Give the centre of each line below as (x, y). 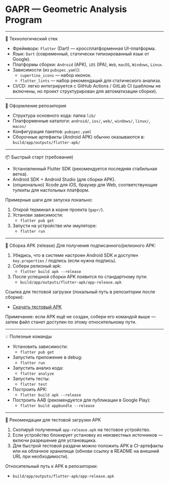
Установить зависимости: (40, 347)
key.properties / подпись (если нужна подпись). (64, 260)
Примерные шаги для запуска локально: (49, 199)
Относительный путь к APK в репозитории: (52, 466)
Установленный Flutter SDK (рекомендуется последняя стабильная (85, 168)
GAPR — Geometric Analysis (66, 9)
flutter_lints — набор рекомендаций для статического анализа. (91, 80)
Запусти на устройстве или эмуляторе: (55, 226)
